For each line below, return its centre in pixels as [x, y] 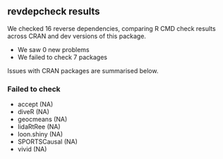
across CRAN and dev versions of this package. [77, 36]
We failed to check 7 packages [62, 57]
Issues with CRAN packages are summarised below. [83, 70]
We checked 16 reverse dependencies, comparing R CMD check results [112, 28]
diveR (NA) [33, 112]
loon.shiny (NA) [40, 134]
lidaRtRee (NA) [39, 127]
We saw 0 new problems [53, 49]
